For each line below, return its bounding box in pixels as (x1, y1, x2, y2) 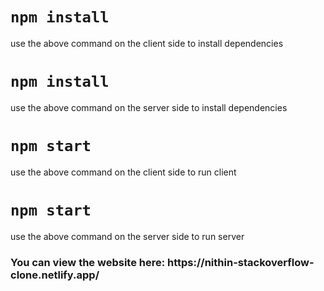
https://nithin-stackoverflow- (167, 255, 315, 269)
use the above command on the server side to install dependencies (10, 101, 288, 113)
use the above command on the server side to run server (10, 230, 245, 242)
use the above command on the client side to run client (10, 166, 237, 178)
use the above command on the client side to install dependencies (10, 37, 284, 49)
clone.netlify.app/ (10, 268, 100, 282)
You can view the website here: (10, 255, 166, 269)
